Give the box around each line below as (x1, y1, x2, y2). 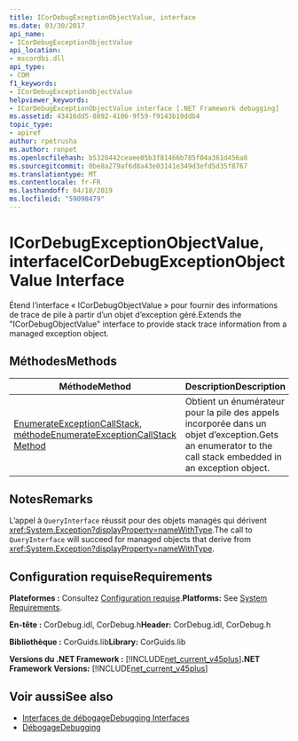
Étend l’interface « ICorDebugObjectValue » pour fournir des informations (9, 299, 278, 311)
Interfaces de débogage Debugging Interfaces (21, 713, 190, 723)
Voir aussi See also (9, 689, 114, 704)
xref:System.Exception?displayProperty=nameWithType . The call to (9, 524, 253, 535)
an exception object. (184, 461, 271, 474)
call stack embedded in (184, 450, 282, 462)
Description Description (184, 380, 286, 392)
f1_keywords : (9, 79, 58, 88)
